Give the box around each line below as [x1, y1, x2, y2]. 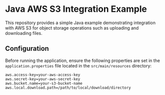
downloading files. [5, 30, 43, 36]
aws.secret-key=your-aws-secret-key [5, 76, 80, 82]
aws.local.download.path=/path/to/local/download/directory [5, 85, 132, 90]
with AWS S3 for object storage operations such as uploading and [5, 25, 139, 31]
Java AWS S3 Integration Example [5, 3, 147, 15]
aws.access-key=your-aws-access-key [5, 72, 80, 77]
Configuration [5, 44, 49, 53]
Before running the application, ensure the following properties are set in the [5, 58, 160, 63]
